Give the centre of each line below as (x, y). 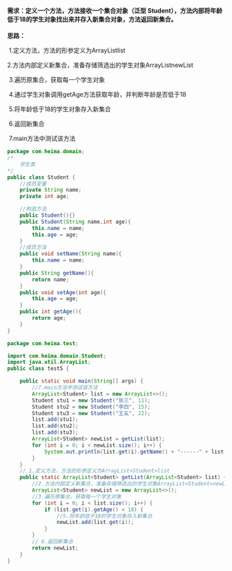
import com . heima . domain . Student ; (57, 356)
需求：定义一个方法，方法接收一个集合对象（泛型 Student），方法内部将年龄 (115, 10)
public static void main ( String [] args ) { (81, 381)
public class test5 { (38, 369)
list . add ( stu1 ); (55, 420)
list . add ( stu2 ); (55, 426)
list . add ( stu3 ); (55, 433)
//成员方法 (33, 248)
